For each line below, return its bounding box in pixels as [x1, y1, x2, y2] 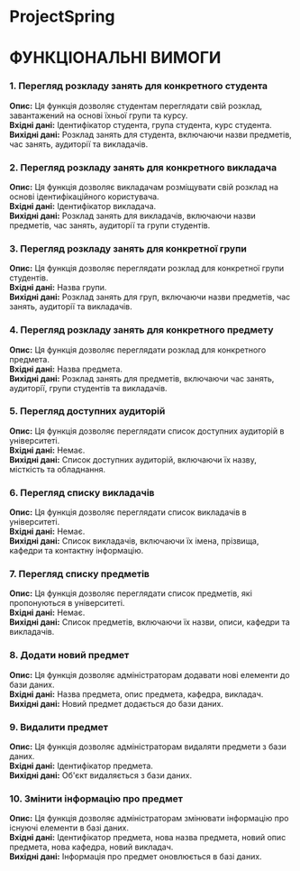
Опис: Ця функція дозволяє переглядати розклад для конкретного [9, 344, 267, 355]
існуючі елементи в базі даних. [9, 822, 129, 833]
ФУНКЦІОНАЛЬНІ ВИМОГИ [9, 48, 222, 69]
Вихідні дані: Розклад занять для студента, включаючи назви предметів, [9, 129, 293, 140]
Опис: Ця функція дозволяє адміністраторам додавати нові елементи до [9, 669, 290, 680]
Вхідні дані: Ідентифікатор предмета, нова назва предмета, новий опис [9, 832, 286, 843]
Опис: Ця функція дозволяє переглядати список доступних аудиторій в [9, 426, 285, 436]
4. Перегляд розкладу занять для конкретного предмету [9, 324, 274, 336]
